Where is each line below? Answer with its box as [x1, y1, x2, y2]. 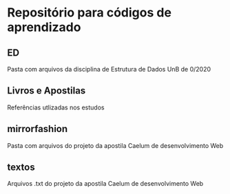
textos [7, 162, 36, 173]
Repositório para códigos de [7, 5, 172, 21]
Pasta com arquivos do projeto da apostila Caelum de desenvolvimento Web [7, 141, 224, 149]
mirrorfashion [7, 123, 68, 135]
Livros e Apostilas [7, 85, 86, 97]
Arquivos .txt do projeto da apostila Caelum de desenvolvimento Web [7, 180, 204, 188]
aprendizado [7, 19, 81, 35]
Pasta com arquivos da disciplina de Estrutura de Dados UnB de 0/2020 [7, 65, 211, 73]
